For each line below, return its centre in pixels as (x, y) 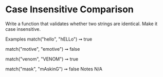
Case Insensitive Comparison (69, 9)
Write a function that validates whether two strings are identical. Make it (81, 24)
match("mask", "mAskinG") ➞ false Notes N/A (54, 69)
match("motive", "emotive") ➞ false (43, 49)
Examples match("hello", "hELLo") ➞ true (49, 39)
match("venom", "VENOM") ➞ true (42, 59)
